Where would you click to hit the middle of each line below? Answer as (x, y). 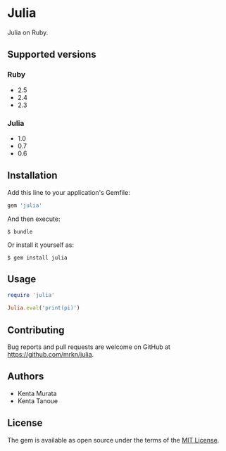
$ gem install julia (38, 258)
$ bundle (20, 231)
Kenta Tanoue (38, 401)
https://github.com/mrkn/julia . (51, 354)
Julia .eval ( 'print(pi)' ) (44, 308)
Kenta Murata (37, 393)
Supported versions (52, 55)
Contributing (36, 330)
